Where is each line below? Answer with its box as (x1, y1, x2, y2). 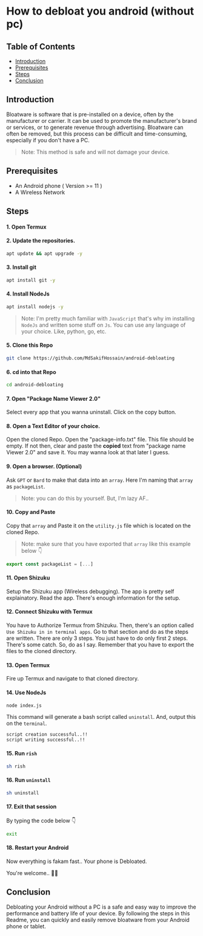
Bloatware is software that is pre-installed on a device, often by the (6, 111, 174, 118)
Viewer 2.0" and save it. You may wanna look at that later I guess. (6, 449, 170, 456)
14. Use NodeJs (6, 688, 47, 696)
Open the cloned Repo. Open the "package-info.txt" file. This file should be (6, 436, 195, 443)
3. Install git (6, 263, 36, 271)
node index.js (6, 702, 42, 709)
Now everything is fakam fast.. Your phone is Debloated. (6, 858, 147, 865)
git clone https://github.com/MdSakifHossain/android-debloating (6, 355, 175, 361)
